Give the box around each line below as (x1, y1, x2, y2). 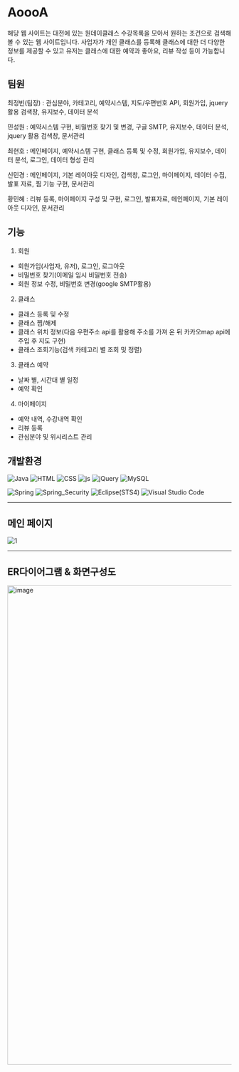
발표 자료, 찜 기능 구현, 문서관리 (7, 179, 95, 188)
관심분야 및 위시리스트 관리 (17, 432, 92, 441)
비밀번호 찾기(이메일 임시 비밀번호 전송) (17, 270, 127, 279)
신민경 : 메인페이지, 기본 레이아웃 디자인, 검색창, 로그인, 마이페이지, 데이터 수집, (7, 170, 227, 179)
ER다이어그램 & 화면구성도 (7, 566, 116, 578)
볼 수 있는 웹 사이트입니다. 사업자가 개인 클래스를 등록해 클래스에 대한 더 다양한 (7, 37, 225, 46)
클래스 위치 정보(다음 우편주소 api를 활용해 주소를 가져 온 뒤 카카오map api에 (17, 327, 231, 336)
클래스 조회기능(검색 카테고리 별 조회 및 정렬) (17, 345, 142, 354)
